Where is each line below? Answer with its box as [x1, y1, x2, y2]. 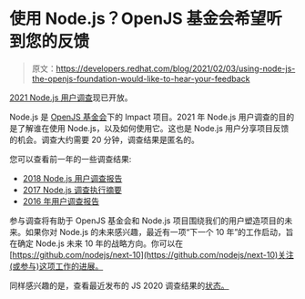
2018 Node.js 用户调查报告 [22, 172, 123, 183]
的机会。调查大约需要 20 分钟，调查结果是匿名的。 [9, 134, 200, 145]
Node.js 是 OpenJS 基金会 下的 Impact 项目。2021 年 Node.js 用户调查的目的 [9, 111, 294, 122]
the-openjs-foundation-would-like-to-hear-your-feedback [31, 73, 250, 84]
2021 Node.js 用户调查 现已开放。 [9, 92, 133, 103]
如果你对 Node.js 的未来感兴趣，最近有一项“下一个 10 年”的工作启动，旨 [25, 226, 294, 237]
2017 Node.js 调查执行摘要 [22, 184, 123, 195]
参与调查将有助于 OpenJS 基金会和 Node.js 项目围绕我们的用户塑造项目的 [9, 215, 285, 226]
